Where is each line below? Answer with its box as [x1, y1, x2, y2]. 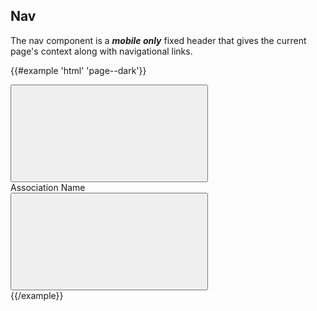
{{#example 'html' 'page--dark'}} [10, 64, 147, 76]
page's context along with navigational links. [10, 45, 193, 57]
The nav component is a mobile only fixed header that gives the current [10, 34, 307, 46]
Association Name [10, 181, 86, 193]
